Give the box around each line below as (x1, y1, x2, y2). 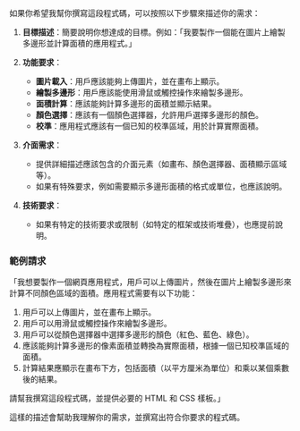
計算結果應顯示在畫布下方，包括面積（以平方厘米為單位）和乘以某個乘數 (21, 363, 289, 374)
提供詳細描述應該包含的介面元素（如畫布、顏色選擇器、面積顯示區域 (35, 159, 287, 169)
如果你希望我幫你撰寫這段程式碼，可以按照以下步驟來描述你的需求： (9, 8, 261, 18)
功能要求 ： (21, 57, 63, 67)
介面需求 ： (21, 139, 63, 150)
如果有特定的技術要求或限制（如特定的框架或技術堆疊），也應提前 (35, 219, 276, 230)
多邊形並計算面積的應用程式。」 (21, 38, 137, 48)
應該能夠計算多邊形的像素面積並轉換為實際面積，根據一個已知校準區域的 (21, 341, 289, 351)
